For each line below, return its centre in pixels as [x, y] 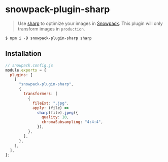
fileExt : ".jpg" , [51, 103]
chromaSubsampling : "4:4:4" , [72, 122]
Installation [23, 54]
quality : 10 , [55, 117]
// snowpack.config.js [29, 65]
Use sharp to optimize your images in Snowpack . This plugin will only [90, 23]
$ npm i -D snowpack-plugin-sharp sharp [49, 38]
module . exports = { [26, 70]
